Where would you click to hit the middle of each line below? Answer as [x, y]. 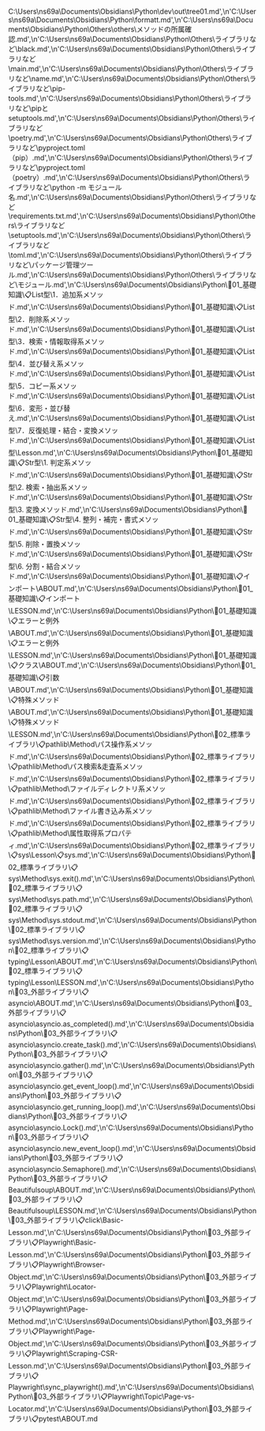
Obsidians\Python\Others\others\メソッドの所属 [108, 29]
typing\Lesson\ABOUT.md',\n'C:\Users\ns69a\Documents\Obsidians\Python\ [132, 961]
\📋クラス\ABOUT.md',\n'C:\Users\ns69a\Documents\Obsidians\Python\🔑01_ [132, 665]
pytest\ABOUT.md [68, 1419]
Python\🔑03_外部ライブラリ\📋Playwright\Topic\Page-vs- [101, 1396]
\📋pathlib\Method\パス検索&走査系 [65, 766]
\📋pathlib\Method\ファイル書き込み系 [70, 811]
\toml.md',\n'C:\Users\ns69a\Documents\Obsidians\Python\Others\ [116, 255]
